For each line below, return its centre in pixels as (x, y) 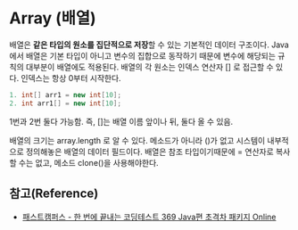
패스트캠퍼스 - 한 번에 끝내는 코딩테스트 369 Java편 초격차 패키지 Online (149, 217)
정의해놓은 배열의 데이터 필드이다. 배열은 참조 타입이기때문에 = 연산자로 (149, 152)
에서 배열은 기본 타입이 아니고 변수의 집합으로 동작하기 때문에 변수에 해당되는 (143, 55)
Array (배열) (53, 18)
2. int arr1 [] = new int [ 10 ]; (66, 103)
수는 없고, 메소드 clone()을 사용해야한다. (88, 162)
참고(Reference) (54, 194)
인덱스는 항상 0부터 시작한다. (71, 78)
